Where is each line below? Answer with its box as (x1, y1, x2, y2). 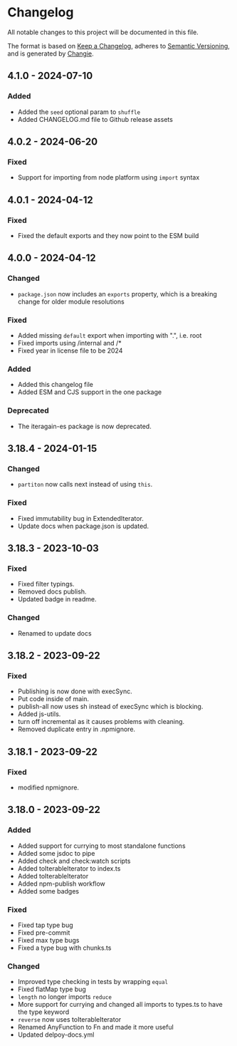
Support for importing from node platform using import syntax (17, 173, 200, 182)
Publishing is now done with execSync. (17, 687, 133, 695)
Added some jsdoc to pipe (17, 849, 95, 857)
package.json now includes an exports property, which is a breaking (17, 289, 217, 298)
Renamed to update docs (17, 628, 92, 638)
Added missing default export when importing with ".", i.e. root (17, 331, 202, 339)
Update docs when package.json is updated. (17, 522, 149, 530)
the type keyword (17, 1008, 70, 1016)
